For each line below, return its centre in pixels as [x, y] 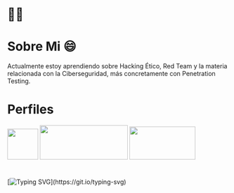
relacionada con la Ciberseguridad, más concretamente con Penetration [111, 74]
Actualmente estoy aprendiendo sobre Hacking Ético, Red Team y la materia [117, 66]
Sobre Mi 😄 [42, 47]
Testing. [19, 81]
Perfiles [31, 110]
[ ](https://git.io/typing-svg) [67, 182]
